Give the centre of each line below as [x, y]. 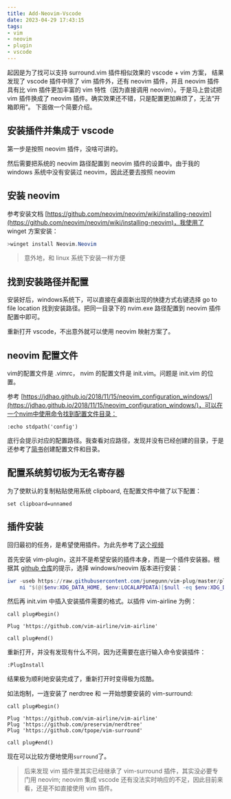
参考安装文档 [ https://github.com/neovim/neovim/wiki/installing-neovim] [109, 214]
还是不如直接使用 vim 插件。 [76, 788]
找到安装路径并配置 [48, 282]
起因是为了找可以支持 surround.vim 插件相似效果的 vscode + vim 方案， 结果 [115, 72]
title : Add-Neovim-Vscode [44, 13]
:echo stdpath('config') [43, 427]
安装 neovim [34, 196]
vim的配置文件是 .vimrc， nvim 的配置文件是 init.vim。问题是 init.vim [103, 373]
